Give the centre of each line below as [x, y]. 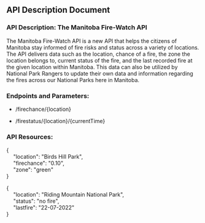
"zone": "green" [33, 170]
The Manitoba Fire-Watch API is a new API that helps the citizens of [91, 41]
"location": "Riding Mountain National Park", [69, 195]
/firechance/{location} [43, 109]
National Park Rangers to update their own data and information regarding [100, 74]
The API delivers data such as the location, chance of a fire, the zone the [98, 54]
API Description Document [58, 10]
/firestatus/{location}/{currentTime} [60, 121]
